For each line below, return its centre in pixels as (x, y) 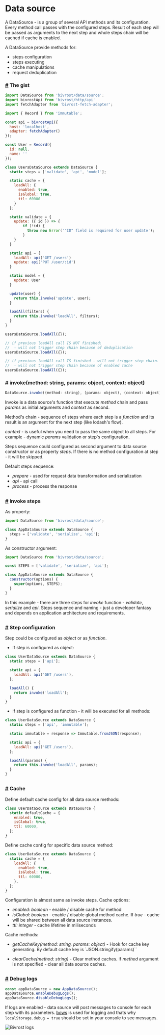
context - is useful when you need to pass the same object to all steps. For (81, 432)
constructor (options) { (34, 580)
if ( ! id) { (34, 226)
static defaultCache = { (35, 813)
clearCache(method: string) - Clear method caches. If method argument (85, 959)
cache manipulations (33, 67)
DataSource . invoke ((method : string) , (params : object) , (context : (74, 393)
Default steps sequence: (30, 466)
